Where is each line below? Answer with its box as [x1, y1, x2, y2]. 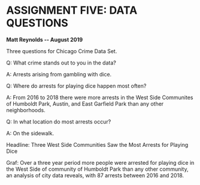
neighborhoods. [6, 106, 46, 113]
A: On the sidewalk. [6, 129, 54, 137]
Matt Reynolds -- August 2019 [6, 36, 83, 43]
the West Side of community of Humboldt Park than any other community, [6, 165, 189, 172]
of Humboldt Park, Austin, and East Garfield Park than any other [6, 100, 164, 107]
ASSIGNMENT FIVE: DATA [6, 4, 138, 17]
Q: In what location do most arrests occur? [6, 118, 111, 125]
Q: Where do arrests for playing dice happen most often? [6, 82, 147, 90]
